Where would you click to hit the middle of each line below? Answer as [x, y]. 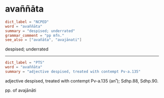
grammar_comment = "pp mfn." [35, 35]
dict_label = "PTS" [25, 63]
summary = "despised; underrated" [40, 31]
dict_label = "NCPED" [27, 22]
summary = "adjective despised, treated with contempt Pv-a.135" [73, 72]
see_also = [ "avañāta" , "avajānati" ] [43, 40]
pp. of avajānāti [21, 90]
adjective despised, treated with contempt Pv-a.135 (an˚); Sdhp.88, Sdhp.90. [82, 81]
